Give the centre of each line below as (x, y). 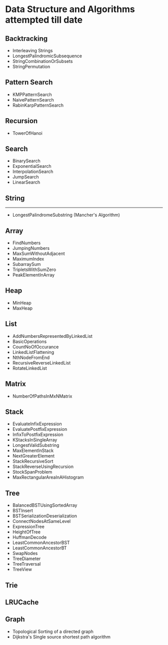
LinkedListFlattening (33, 352)
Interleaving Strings (32, 51)
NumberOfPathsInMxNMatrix (42, 396)
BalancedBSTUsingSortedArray (45, 505)
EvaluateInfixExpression (37, 424)
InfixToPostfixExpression (38, 435)
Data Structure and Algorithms (70, 9)
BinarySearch (26, 161)
